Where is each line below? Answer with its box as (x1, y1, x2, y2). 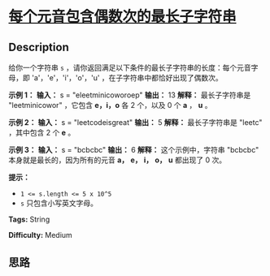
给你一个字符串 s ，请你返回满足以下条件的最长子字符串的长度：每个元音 (8, 63, 252, 72)
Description (8, 40, 69, 54)
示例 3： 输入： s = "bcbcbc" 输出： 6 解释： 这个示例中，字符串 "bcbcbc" (8, 145, 259, 154)
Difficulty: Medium (8, 231, 73, 239)
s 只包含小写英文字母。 (20, 198, 98, 208)
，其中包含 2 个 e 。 (8, 127, 76, 137)
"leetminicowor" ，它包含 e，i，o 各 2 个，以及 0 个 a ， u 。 (8, 101, 212, 110)
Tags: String (8, 214, 50, 224)
